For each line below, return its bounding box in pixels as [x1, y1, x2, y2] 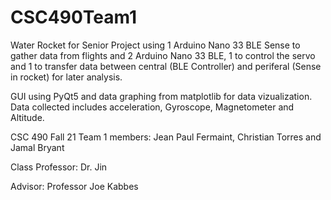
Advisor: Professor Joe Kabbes [10, 180, 139, 192]
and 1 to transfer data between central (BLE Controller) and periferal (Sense [10, 60, 322, 72]
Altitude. [10, 111, 45, 123]
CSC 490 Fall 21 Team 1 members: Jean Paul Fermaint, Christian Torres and [10, 131, 322, 143]
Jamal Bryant [10, 141, 65, 153]
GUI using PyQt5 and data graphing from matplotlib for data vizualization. [10, 90, 313, 102]
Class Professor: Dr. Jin [10, 161, 108, 173]
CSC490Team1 [10, 6, 137, 29]
